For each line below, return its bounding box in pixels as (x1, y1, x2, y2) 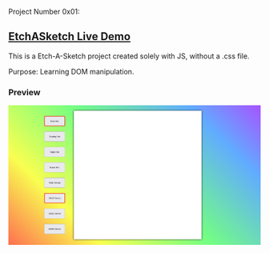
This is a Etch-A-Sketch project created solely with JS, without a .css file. (8, 51, 250, 61)
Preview (8, 86, 41, 98)
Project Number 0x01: (8, 7, 80, 16)
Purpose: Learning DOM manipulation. (8, 66, 134, 76)
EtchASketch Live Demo (8, 30, 130, 43)
